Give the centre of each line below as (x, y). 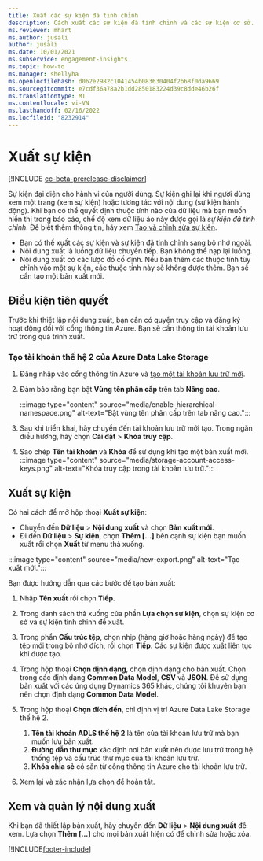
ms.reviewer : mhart (40, 30)
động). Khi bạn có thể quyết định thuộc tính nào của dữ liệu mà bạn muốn (127, 210)
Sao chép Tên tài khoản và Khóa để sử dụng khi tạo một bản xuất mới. (134, 451)
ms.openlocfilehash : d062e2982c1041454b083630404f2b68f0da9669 (114, 81)
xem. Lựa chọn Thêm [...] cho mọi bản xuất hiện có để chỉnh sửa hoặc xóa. (130, 833)
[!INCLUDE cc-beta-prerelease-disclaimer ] (77, 179)
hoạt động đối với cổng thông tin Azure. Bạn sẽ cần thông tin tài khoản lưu (128, 328)
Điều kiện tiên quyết (58, 301)
